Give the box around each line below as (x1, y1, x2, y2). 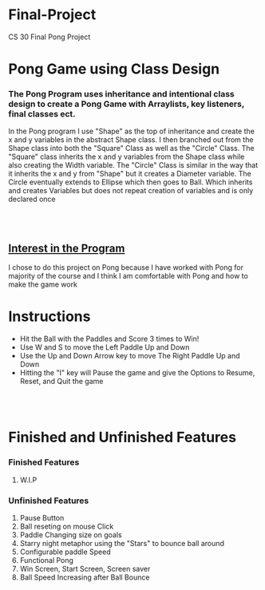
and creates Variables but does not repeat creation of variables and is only (8, 186, 254, 196)
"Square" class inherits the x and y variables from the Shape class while (8, 152, 245, 161)
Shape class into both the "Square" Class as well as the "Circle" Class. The (8, 144, 255, 153)
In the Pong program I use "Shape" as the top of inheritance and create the (8, 126, 255, 137)
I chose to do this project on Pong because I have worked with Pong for (8, 263, 243, 272)
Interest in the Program (8, 241, 125, 255)
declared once (8, 194, 56, 204)
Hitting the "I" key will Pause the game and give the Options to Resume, (19, 368, 255, 378)
